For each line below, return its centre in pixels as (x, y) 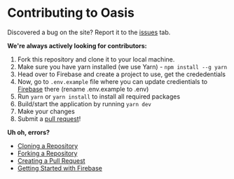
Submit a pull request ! (49, 119)
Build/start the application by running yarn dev (84, 103)
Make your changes (46, 111)
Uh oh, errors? (29, 132)
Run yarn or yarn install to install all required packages (99, 96)
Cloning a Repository (48, 145)
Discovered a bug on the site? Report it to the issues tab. (89, 32)
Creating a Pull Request (51, 160)
